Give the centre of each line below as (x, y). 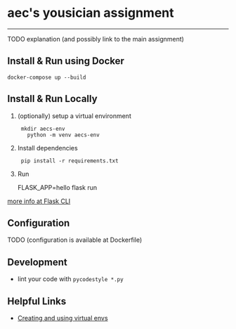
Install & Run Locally (52, 99)
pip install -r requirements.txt (70, 161)
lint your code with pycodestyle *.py (71, 279)
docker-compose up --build (47, 77)
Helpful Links (37, 301)
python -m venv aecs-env (63, 135)
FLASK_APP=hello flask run (57, 187)
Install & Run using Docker (66, 61)
